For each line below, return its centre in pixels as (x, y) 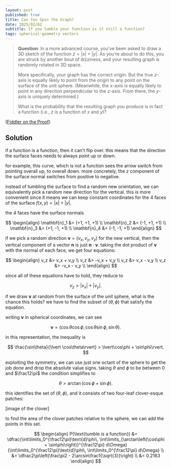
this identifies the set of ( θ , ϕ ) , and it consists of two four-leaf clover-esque (84, 393)
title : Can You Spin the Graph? (40, 19)
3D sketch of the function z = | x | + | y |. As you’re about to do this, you (91, 54)
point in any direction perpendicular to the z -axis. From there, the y (88, 91)
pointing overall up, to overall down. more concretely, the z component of (82, 171)
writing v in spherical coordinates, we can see (54, 317)
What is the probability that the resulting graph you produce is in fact (90, 106)
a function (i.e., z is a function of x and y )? (62, 112)
